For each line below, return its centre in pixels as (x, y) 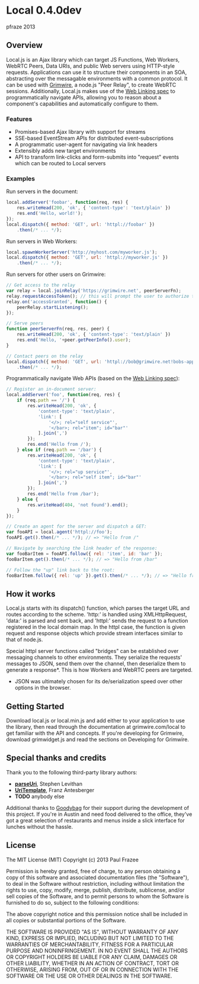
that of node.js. (25, 639)
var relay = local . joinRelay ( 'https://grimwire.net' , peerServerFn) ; (94, 291)
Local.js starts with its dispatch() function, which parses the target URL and (98, 608)
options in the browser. (43, 688)
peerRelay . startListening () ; (53, 307)
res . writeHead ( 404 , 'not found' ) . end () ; (78, 505)
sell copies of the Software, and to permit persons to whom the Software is (98, 896)
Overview (25, 45)
